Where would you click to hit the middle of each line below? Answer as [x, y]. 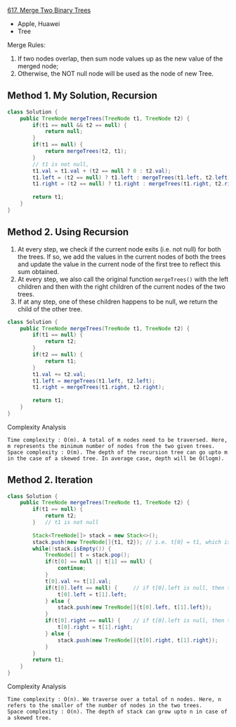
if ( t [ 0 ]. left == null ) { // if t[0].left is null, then [135, 588]
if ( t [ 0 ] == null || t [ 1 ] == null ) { [98, 562]
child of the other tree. [50, 309]
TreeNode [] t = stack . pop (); [87, 555]
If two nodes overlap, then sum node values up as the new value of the [120, 58]
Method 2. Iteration [50, 480]
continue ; [72, 568]
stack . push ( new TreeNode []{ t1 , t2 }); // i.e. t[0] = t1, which [127, 542]
